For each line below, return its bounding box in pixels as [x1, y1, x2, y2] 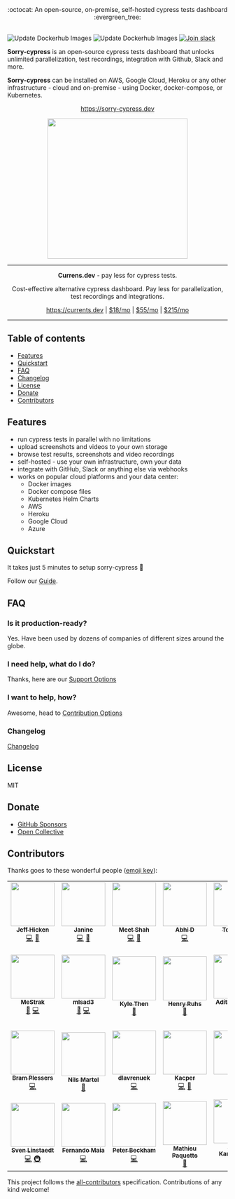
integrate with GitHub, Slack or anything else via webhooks [17, 464, 188, 473]
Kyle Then [120, 1000, 149, 1007]
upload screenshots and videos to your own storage [17, 442, 168, 450]
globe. [7, 642, 26, 650]
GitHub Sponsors [17, 819, 68, 829]
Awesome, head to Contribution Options [7, 709, 122, 717]
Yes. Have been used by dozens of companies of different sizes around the [7, 634, 225, 643]
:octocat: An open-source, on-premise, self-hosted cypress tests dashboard [7, 6, 228, 13]
